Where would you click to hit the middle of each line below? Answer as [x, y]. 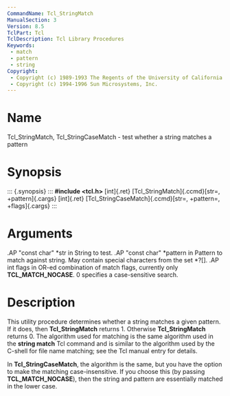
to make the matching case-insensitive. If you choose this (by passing [106, 372]
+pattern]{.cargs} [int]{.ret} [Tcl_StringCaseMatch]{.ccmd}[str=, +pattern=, [114, 199]
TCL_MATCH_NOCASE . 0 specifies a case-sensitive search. [93, 275]
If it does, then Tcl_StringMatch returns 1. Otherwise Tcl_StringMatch [106, 329]
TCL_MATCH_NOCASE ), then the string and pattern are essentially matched [115, 379]
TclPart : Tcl [26, 33]
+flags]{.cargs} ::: [32, 206]
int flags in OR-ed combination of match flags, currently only [93, 268]
